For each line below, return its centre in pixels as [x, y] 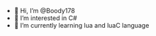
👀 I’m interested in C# [45, 18]
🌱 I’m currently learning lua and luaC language [82, 25]
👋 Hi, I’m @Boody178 [45, 11]
